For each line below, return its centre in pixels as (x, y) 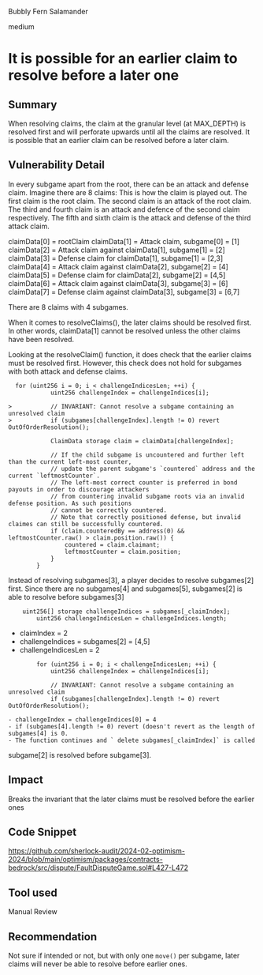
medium (21, 26)
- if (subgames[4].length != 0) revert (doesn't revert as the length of (132, 726)
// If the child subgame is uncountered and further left (147, 455)
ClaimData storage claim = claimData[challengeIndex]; (142, 441)
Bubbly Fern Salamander (48, 11)
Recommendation (52, 937)
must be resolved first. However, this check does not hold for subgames (125, 363)
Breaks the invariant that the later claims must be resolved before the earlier (131, 799)
